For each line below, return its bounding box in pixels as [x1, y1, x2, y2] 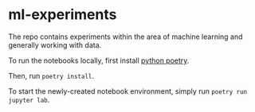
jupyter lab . [8, 95, 50, 104]
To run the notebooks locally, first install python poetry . [8, 56, 190, 65]
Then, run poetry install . [8, 71, 94, 80]
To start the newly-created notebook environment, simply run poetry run [8, 86, 248, 96]
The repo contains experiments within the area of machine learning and [8, 32, 243, 41]
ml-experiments [8, 6, 117, 24]
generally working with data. [8, 40, 102, 49]
